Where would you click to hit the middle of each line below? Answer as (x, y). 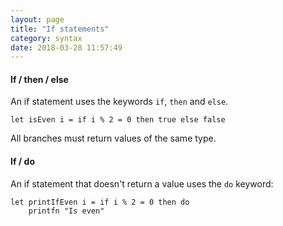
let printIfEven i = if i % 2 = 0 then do (100, 202)
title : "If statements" (60, 29)
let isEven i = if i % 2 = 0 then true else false (118, 120)
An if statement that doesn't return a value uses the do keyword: (142, 183)
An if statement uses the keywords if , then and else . (119, 102)
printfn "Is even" (66, 211)
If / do (22, 162)
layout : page (37, 19)
